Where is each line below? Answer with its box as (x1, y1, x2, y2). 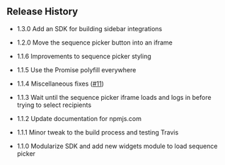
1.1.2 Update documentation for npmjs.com (16, 114, 142, 123)
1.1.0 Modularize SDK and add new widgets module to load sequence (16, 142, 218, 150)
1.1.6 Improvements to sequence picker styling (16, 52, 151, 60)
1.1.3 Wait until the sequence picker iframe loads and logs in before (16, 93, 212, 101)
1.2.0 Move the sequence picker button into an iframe (16, 38, 173, 47)
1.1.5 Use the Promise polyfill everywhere (16, 65, 137, 74)
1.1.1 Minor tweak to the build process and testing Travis (16, 127, 179, 137)
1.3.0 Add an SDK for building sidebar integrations (16, 24, 163, 33)
